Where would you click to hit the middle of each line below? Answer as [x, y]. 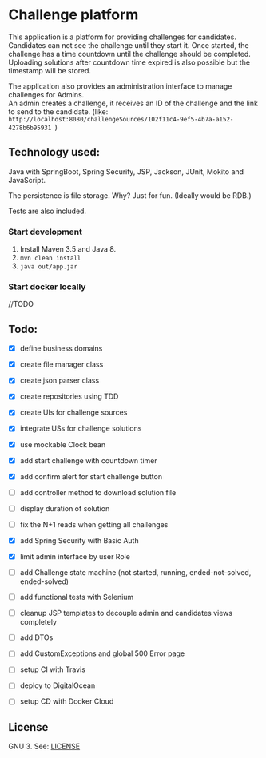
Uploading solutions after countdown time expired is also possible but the [129, 62]
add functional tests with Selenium [77, 597]
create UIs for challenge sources [73, 412]
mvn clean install [50, 258]
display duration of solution [65, 508]
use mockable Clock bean [63, 444]
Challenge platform [73, 15]
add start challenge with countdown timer [88, 460]
